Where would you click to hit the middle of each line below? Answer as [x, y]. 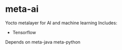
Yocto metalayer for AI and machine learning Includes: [61, 23]
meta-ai [22, 9]
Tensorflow [24, 32]
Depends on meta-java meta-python [43, 42]
